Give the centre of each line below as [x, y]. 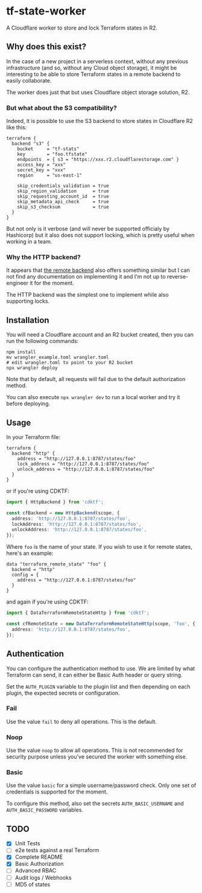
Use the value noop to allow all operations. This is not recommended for [95, 750]
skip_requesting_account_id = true [63, 197]
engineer [17, 283]
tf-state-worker [46, 11]
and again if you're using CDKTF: [47, 602]
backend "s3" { [31, 144]
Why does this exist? [46, 47]
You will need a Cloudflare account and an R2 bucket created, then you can [100, 335]
